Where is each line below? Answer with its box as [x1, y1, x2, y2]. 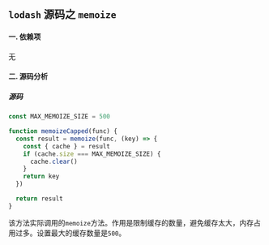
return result [15, 195, 63, 203]
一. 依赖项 [8, 32, 41, 41]
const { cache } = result [23, 142, 111, 150]
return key [23, 173, 60, 181]
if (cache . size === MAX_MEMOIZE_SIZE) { [23, 149, 161, 158]
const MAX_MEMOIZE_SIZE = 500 [8, 113, 111, 121]
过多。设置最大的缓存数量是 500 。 [15, 228, 126, 238]
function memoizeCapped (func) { [8, 127, 117, 135]
